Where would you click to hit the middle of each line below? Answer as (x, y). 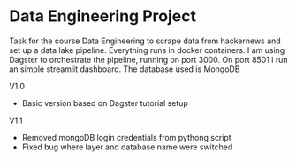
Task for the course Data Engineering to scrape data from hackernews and (145, 41)
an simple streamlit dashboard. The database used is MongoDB (125, 69)
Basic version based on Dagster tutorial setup (105, 103)
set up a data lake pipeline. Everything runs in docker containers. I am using (147, 50)
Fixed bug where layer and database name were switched (127, 147)
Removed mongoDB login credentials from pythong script (126, 137)
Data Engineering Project (103, 16)
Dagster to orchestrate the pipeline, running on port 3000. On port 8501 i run (148, 59)
